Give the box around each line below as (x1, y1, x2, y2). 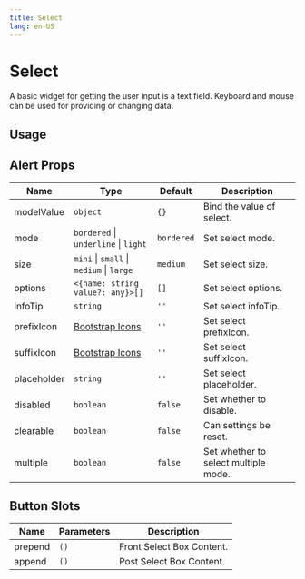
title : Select (9, 13, 64, 23)
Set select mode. (202, 231, 275, 244)
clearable (14, 424, 54, 437)
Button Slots (9, 498, 81, 514)
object (74, 206, 103, 217)
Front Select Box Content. (119, 541, 229, 554)
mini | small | (74, 251, 130, 264)
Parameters (58, 525, 111, 538)
